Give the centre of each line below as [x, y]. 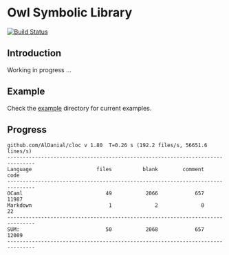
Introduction [34, 53]
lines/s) [20, 152]
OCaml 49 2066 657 [106, 194]
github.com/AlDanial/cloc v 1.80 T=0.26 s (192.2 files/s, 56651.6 [107, 146]
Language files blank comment [106, 170]
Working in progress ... [40, 69]
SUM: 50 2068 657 [106, 230]
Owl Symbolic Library [70, 13]
